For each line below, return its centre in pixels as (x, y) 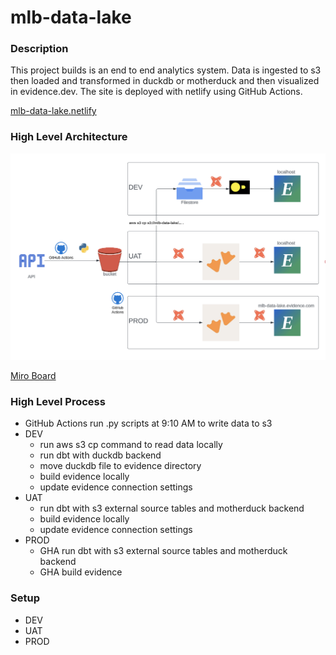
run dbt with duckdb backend (100, 455)
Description (39, 49)
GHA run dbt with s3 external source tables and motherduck (163, 551)
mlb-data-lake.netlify (53, 111)
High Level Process (58, 401)
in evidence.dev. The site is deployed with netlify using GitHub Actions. (156, 92)
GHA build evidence (81, 572)
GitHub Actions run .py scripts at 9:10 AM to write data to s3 (148, 423)
